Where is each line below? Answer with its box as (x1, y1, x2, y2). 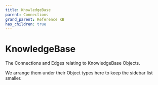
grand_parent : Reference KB (5, 17, 65, 22)
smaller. (5, 75, 22, 81)
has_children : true (5, 21, 47, 27)
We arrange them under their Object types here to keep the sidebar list (5, 70, 153, 76)
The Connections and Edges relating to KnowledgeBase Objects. (5, 60, 140, 66)
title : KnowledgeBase (5, 7, 51, 13)
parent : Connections (5, 12, 49, 17)
